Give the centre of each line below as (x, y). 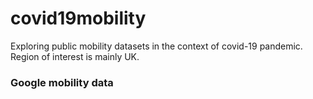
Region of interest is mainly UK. (75, 56)
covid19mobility (78, 18)
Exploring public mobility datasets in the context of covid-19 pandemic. (156, 46)
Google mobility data (62, 82)
